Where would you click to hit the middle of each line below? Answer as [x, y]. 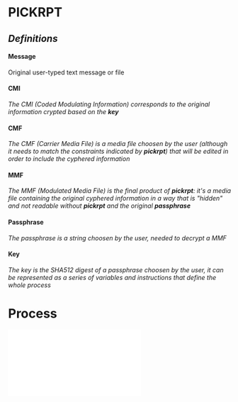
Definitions [33, 39]
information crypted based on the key [63, 111]
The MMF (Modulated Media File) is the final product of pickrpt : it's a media [120, 191]
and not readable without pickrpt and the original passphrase [99, 206]
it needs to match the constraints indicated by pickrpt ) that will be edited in [118, 151]
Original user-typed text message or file [66, 72]
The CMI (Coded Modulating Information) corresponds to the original [109, 104]
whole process [30, 285]
